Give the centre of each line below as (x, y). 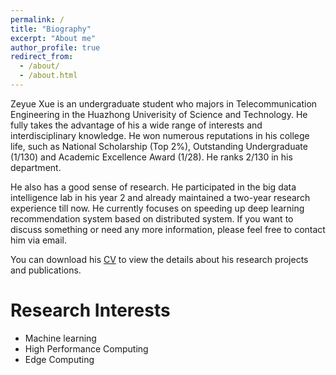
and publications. (46, 270)
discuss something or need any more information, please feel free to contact (168, 229)
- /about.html (48, 76)
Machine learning (60, 338)
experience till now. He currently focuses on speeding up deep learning (157, 208)
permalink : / (37, 19)
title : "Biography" (51, 29)
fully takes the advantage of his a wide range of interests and (136, 125)
